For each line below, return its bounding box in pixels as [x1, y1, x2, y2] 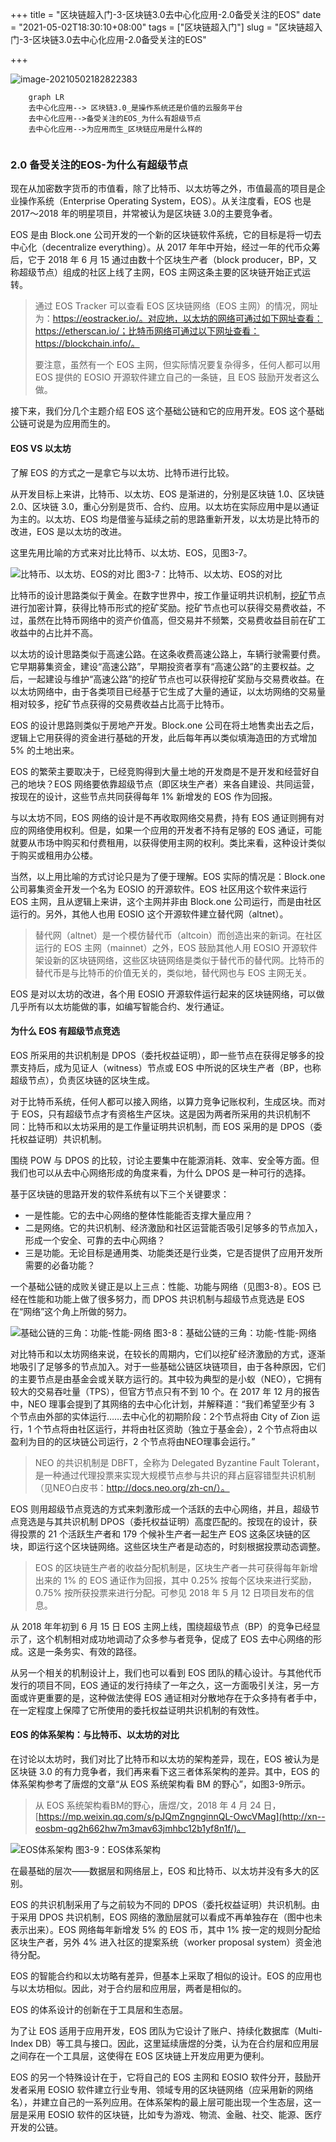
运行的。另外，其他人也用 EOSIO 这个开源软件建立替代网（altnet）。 [10, 908, 289, 920]
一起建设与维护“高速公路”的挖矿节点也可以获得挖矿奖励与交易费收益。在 [27, 673, 325, 685]
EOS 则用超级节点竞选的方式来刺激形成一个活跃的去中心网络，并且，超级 [10, 1503, 312, 1515]
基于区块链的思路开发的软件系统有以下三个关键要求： [10, 1188, 230, 1200]
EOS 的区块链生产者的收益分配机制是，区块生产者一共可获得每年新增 [34, 1561, 318, 1573]
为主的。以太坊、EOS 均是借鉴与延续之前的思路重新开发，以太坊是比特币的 [10, 513, 320, 525]
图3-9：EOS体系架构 [75, 1843, 161, 1855]
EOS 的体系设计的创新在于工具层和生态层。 [10, 2003, 189, 2015]
